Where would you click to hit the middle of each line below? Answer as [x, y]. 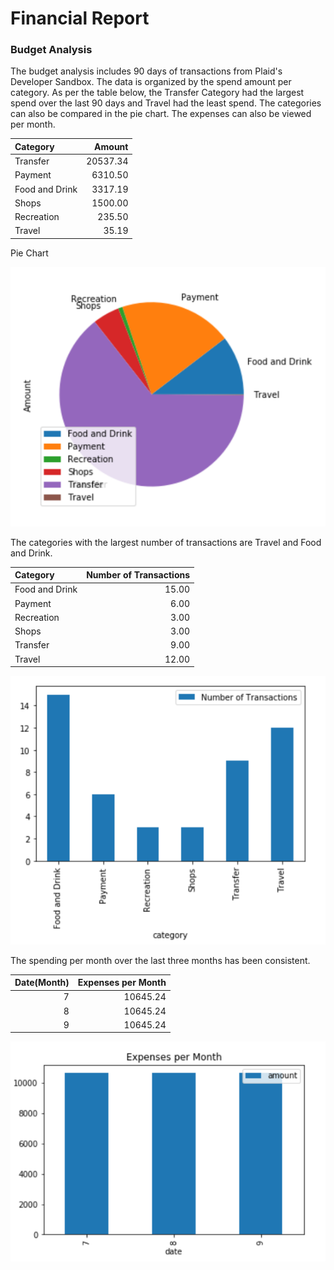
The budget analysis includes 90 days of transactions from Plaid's [146, 71]
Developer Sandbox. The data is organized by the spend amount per [151, 82]
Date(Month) [42, 983]
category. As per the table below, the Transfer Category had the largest [157, 93]
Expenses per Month [122, 983]
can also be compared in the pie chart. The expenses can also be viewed [161, 114]
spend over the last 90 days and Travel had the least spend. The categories [166, 103]
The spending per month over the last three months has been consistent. [160, 960]
